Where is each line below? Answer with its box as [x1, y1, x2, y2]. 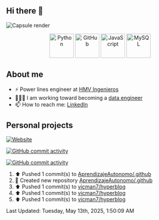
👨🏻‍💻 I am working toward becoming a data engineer [14, 94, 143, 101]
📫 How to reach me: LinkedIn [14, 100, 88, 108]
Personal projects [6, 120, 73, 131]
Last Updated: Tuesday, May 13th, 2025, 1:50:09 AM [6, 208, 135, 215]
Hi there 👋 [6, 6, 43, 16]
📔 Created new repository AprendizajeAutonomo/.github [14, 177, 153, 184]
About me [6, 70, 43, 80]
